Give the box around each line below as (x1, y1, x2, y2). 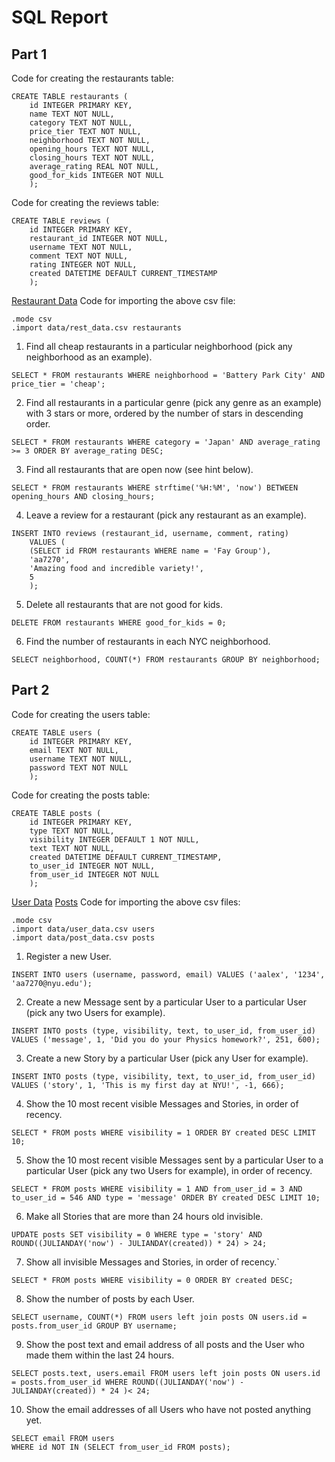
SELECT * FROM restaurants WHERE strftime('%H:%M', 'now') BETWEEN (11, 483, 299, 493)
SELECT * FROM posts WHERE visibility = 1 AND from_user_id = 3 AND (11, 1184, 303, 1194)
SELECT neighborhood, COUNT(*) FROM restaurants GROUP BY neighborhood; (11, 655, 321, 665)
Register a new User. (25, 950, 112, 962)
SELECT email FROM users (11, 1433, 115, 1443)
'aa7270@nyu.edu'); (11, 978, 93, 988)
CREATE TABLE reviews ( (11, 216, 111, 226)
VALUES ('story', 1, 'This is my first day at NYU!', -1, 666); (11, 1080, 285, 1090)
